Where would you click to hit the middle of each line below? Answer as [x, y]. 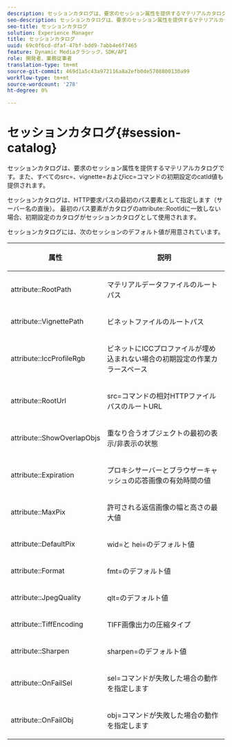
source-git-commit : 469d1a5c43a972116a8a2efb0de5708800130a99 [98, 71]
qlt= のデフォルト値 [137, 598]
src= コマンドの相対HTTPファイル [161, 396]
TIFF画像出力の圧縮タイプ [149, 625]
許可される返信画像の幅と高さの [159, 507]
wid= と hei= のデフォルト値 [151, 545]
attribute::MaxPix [38, 512]
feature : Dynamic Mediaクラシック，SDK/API [67, 52]
